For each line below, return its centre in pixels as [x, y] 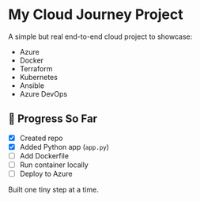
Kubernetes [38, 77]
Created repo [41, 138]
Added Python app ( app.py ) [64, 147]
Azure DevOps [43, 93]
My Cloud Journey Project [96, 15]
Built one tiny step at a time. [53, 190]
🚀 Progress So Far [53, 119]
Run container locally [54, 165]
